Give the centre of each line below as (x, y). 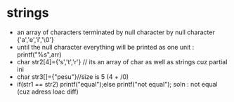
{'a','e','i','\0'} (35, 39)
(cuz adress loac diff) (47, 92)
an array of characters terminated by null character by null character (116, 32)
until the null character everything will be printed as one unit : (105, 47)
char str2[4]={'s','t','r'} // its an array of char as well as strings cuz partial (122, 61)
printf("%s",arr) (39, 54)
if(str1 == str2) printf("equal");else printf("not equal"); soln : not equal (117, 84)
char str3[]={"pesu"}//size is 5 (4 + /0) (73, 76)
